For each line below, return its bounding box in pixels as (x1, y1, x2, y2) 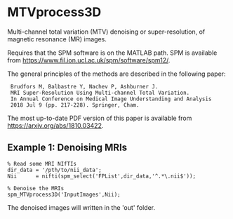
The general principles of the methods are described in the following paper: (7, 69, 226, 78)
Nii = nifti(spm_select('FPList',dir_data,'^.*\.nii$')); (7, 173, 197, 180)
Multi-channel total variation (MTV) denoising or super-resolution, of (7, 27, 206, 36)
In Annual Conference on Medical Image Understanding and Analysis (10, 95, 212, 102)
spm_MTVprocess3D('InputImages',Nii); (7, 191, 121, 198)
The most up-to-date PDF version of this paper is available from (7, 114, 192, 122)
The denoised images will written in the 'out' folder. (7, 203, 156, 211)
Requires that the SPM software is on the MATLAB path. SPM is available (7, 48, 218, 57)
